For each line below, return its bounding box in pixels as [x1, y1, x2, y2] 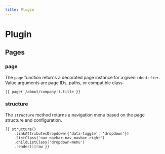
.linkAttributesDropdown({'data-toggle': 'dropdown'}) [14, 131, 129, 136]
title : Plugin [5, 7, 35, 12]
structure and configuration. [5, 117, 63, 123]
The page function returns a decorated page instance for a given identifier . [5, 74, 161, 80]
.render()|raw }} [14, 144, 50, 149]
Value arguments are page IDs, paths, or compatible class [5, 80, 123, 86]
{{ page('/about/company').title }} [5, 89, 81, 94]
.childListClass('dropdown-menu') [14, 140, 85, 145]
